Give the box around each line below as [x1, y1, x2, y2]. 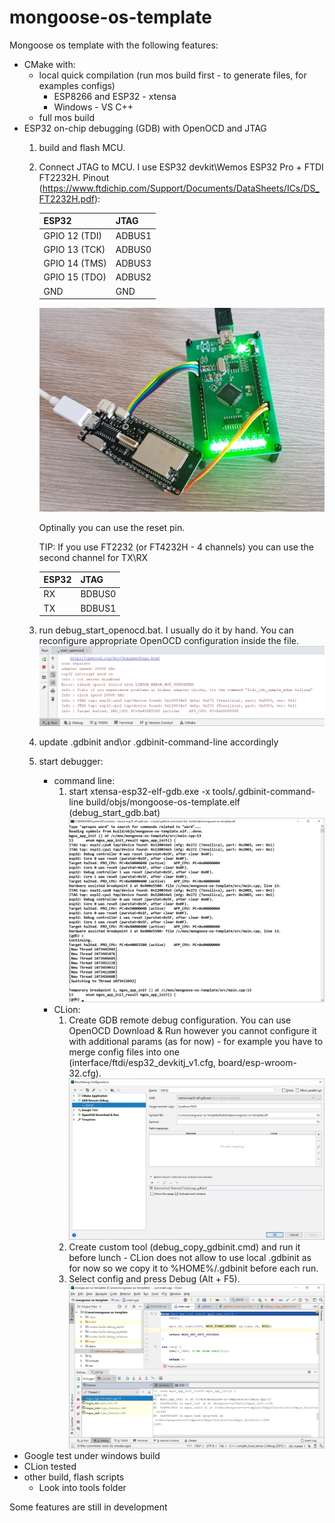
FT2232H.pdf [38, 192, 95, 205]
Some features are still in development [9, 1501, 168, 1513]
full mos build [38, 111, 95, 123]
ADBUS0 [115, 243, 152, 255]
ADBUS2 [115, 271, 152, 283]
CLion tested [23, 1460, 77, 1472]
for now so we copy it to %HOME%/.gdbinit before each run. [68, 1262, 319, 1274]
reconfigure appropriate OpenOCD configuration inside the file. [38, 635, 299, 647]
